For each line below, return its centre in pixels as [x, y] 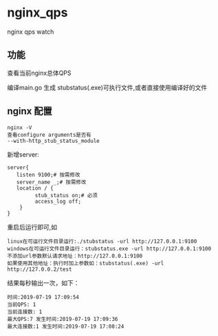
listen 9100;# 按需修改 [48, 175]
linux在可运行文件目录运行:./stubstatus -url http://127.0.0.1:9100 [102, 241]
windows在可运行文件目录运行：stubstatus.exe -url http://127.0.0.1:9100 [109, 249]
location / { [35, 188]
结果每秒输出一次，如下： [43, 282]
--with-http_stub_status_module [53, 141]
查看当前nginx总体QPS [39, 73]
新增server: [23, 154]
